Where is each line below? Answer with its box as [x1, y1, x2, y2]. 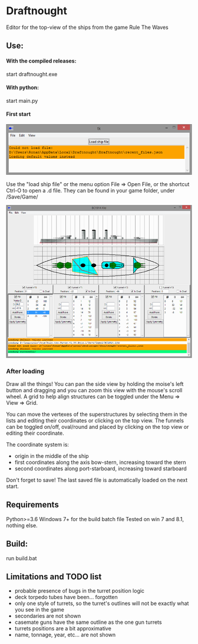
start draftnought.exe [6, 70, 58, 77]
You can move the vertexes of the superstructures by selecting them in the [6, 411, 187, 418]
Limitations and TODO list [6, 572, 102, 581]
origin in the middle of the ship [14, 452, 90, 459]
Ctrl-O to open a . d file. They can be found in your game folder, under [6, 187, 175, 194]
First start [6, 110, 31, 118]
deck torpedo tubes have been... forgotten [14, 594, 118, 601]
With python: [6, 84, 39, 91]
